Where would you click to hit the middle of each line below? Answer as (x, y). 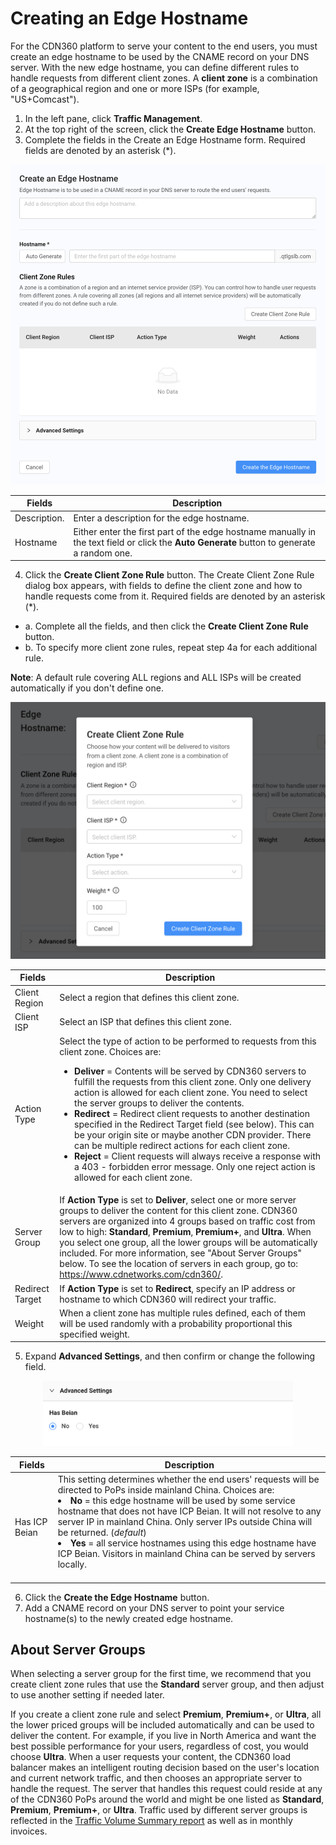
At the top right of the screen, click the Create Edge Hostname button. (170, 129)
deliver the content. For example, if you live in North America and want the (163, 1736)
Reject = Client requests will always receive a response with (198, 1156)
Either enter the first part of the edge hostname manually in (195, 531)
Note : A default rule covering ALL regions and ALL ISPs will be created (156, 678)
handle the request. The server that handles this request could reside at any (166, 1789)
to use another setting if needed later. (87, 1695)
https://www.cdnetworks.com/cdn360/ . (141, 1274)
